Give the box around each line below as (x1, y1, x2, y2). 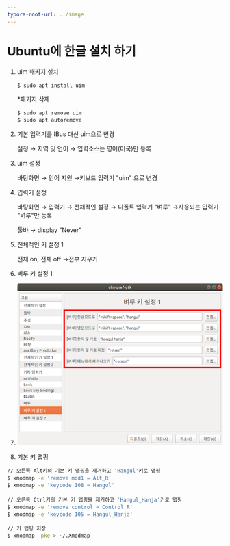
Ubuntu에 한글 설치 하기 (7, 43, 136, 59)
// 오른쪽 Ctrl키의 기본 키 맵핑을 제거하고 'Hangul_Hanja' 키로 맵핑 (7, 496, 183, 503)
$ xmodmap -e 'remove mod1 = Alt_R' (7, 475, 112, 482)
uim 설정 (16, 159, 41, 168)
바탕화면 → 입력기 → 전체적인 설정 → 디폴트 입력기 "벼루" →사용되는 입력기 (16, 203, 219, 211)
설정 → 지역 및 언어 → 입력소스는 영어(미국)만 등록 (16, 144, 152, 153)
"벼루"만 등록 (16, 211, 53, 220)
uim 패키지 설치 (16, 67, 60, 75)
